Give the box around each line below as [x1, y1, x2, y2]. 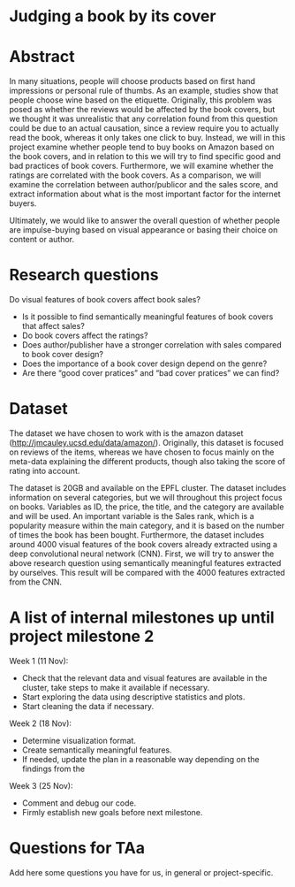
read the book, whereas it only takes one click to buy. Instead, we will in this [9, 133, 286, 143]
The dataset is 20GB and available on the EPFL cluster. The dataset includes [9, 483, 287, 493]
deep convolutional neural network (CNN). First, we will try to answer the [9, 548, 275, 559]
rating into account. [9, 466, 80, 476]
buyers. [9, 198, 37, 209]
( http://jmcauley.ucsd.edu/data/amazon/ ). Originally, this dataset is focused [9, 438, 284, 447]
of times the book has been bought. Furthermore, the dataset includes [9, 530, 265, 540]
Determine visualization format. [21, 735, 137, 746]
